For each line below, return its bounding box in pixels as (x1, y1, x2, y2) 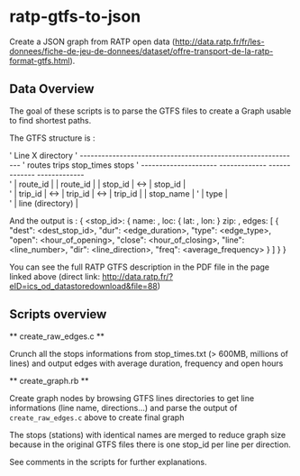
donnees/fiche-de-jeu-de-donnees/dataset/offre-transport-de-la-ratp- (9, 45, 274, 56)
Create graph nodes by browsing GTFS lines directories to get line (9, 392, 255, 403)
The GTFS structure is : (9, 133, 95, 143)
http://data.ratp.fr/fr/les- (174, 36, 265, 47)
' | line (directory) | (9, 197, 78, 208)
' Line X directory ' (9, 150, 78, 160)
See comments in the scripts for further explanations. (9, 456, 207, 467)
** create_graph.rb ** (9, 375, 89, 386)
